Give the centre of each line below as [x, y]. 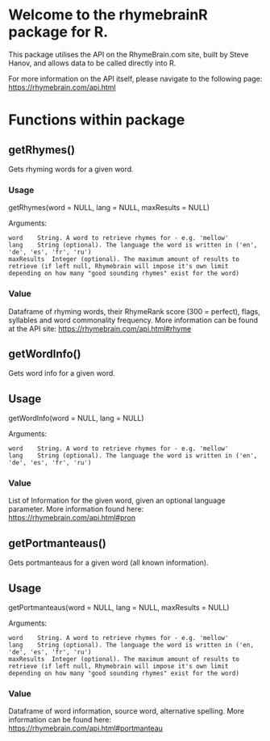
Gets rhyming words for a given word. [71, 169]
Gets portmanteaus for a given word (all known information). [108, 562]
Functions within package [97, 120]
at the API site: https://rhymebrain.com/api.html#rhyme [100, 328]
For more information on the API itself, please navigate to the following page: [135, 78]
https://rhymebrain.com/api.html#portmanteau [86, 728]
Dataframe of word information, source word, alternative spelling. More [126, 711]
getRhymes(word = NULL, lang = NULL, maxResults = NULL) [109, 208]
